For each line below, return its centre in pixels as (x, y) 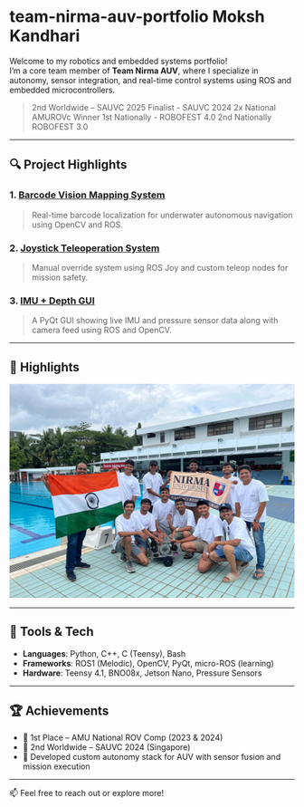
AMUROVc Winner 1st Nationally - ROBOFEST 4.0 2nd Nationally (152, 117)
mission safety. (60, 277)
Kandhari (45, 36)
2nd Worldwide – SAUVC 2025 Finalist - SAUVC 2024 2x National (153, 107)
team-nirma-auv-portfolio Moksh (137, 17)
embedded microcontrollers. (62, 90)
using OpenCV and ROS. (77, 225)
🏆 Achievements (59, 711)
